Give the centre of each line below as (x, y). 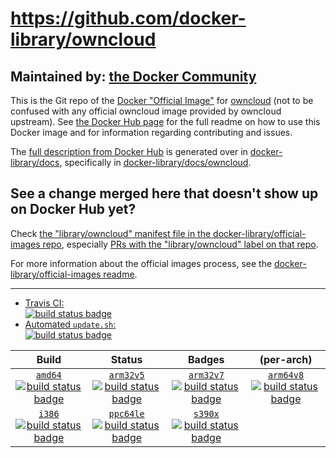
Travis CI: (44, 303)
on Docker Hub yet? (73, 209)
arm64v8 (286, 375)
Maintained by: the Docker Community (133, 76)
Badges (206, 359)
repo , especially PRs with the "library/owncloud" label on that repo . (180, 244)
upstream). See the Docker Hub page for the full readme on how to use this (165, 121)
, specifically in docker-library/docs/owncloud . (155, 162)
